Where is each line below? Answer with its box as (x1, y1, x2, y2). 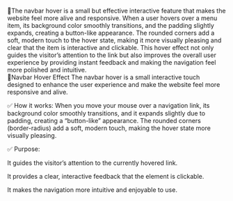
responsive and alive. (7, 88, 68, 96)
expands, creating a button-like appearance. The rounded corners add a (7, 29, 215, 37)
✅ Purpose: (7, 145, 40, 153)
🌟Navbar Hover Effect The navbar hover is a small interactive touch (7, 73, 200, 81)
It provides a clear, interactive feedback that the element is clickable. (7, 172, 204, 180)
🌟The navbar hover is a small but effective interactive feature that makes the (7, 7, 226, 15)
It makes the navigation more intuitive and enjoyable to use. (7, 186, 177, 194)
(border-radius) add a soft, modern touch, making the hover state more (7, 124, 211, 132)
